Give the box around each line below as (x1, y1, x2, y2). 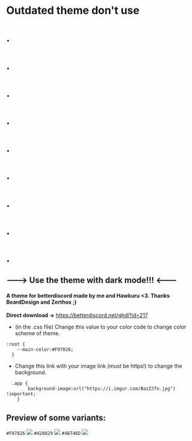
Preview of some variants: (6, 413, 106, 423)
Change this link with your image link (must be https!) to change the (14, 362, 182, 370)
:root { (6, 341, 26, 348)
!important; (6, 391, 36, 397)
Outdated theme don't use (6, 4, 140, 17)
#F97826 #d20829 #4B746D (6, 431, 81, 437)
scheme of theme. (14, 330, 60, 337)
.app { (11, 380, 28, 387)
